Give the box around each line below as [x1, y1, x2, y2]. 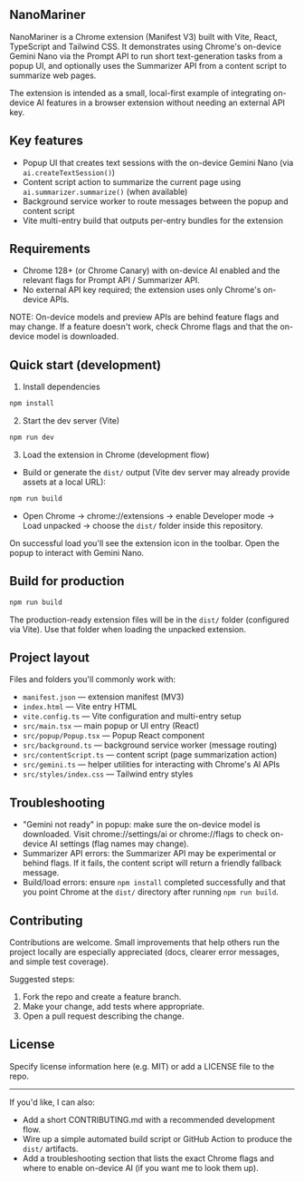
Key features [9, 133, 83, 149]
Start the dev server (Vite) [22, 415, 120, 426]
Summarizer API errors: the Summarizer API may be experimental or [22, 848, 277, 859]
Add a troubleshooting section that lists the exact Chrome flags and [22, 1152, 274, 1164]
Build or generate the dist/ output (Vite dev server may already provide [22, 467, 290, 477]
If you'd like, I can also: [9, 1097, 95, 1108]
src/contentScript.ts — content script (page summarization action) [22, 749, 278, 760]
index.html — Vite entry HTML [22, 701, 138, 712]
